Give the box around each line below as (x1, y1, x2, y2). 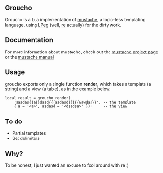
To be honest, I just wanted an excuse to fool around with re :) (5, 162, 129, 168)
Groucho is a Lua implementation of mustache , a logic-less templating (5, 17, 146, 22)
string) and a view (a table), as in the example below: (5, 86, 111, 92)
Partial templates (12, 130, 46, 136)
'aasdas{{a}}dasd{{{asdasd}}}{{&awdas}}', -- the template (14, 100, 136, 105)
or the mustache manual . (5, 54, 55, 60)
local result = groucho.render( (5, 96, 71, 101)
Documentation (5, 36, 54, 44)
